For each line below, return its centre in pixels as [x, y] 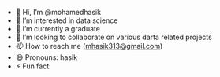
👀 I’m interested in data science [67, 20]
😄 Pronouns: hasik [46, 57]
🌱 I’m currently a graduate [58, 29]
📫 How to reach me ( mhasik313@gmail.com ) [89, 46]
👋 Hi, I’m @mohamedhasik [58, 12]
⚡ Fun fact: [33, 66]
